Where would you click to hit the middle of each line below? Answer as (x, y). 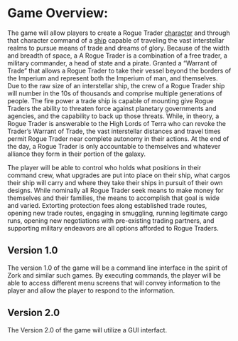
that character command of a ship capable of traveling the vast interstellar (116, 40)
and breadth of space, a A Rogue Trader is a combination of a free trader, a (117, 56)
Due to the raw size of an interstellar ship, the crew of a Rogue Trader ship (116, 85)
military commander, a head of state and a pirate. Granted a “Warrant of (113, 63)
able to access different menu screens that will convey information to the (114, 283)
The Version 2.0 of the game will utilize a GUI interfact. (87, 330)
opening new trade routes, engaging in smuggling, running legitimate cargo (118, 213)
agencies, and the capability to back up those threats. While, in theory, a (113, 116)
